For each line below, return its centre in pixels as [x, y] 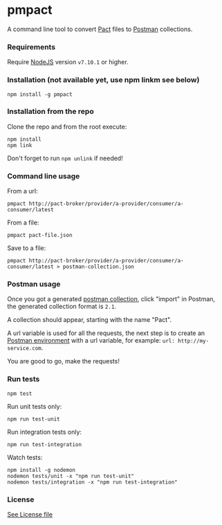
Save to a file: [27, 248]
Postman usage [34, 284]
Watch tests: [25, 457]
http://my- [193, 341]
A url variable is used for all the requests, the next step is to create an [106, 333]
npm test [20, 393]
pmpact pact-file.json [40, 236]
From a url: [22, 191]
